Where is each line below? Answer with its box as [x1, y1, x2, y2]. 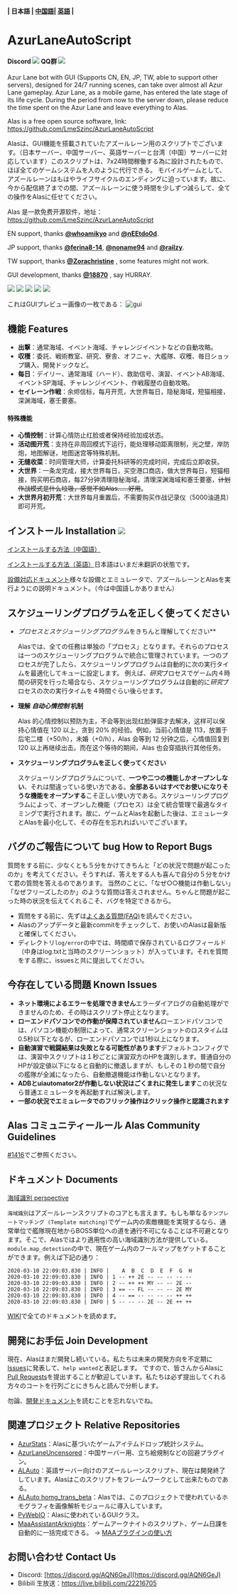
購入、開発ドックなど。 [23, 361, 93, 369]
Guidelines [7, 1131, 56, 1143]
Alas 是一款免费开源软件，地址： [7, 207, 103, 216]
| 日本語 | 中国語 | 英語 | [7, 7, 75, 15]
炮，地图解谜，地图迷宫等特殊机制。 [17, 449, 124, 457]
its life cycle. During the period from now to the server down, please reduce [7, 96, 229, 104]
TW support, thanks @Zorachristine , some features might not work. [7, 257, 210, 266]
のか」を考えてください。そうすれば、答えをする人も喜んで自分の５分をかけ [7, 869, 231, 878]
